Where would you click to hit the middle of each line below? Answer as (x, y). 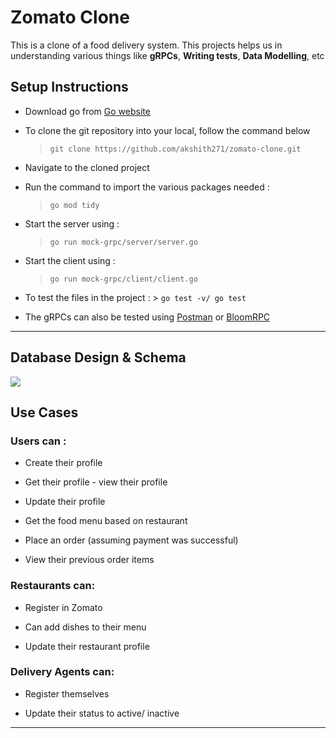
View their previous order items (89, 560)
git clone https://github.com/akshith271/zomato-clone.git (175, 149)
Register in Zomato (63, 607)
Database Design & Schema (98, 357)
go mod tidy (74, 205)
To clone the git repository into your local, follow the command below (167, 130)
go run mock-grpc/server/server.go (123, 242)
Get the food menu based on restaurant (106, 521)
